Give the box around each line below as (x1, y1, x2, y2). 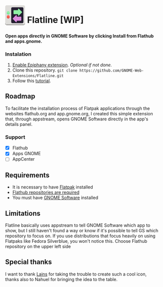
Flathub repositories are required (12, 190, 80, 195)
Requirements (5, 171, 50, 179)
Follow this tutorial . (12, 78, 51, 84)
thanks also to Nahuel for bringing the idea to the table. (5, 276, 118, 282)
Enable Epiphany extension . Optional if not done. (12, 62, 112, 68)
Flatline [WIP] (27, 14, 84, 26)
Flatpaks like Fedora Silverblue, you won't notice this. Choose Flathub (5, 238, 148, 244)
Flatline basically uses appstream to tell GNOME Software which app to (5, 222, 151, 228)
